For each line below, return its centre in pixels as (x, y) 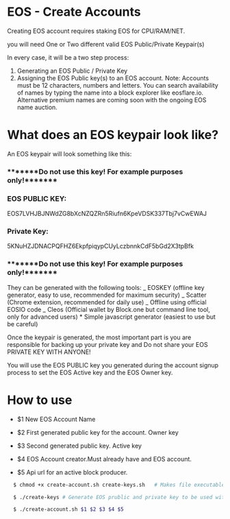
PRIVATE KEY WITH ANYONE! (49, 352)
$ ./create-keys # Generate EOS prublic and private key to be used (113, 497)
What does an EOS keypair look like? (113, 135)
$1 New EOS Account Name (56, 419)
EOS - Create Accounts (74, 12)
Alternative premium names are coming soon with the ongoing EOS (112, 99)
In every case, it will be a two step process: (68, 57)
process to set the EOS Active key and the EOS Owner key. (90, 372)
